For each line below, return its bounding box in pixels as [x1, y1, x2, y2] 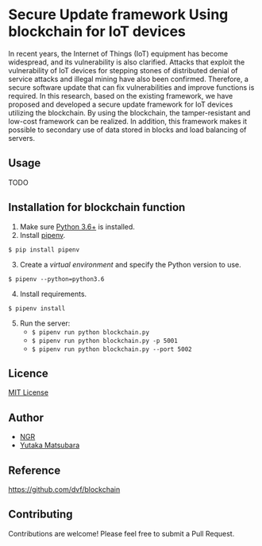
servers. [8, 133, 36, 142]
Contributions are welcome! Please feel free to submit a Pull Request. [8, 528, 235, 538]
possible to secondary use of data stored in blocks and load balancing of [8, 125, 247, 135]
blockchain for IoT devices [8, 22, 187, 41]
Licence [8, 366, 49, 380]
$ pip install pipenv [8, 245, 80, 254]
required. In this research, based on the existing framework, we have [8, 91, 233, 100]
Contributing [8, 508, 73, 521]
